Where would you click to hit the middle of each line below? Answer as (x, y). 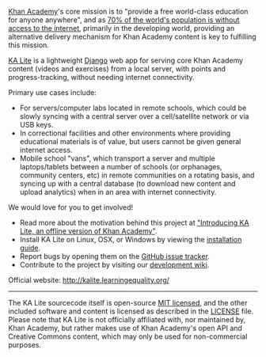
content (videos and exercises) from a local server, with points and (117, 69)
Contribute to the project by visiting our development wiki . (114, 265)
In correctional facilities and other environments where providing (125, 133)
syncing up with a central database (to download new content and (127, 184)
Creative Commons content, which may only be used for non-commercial (128, 336)
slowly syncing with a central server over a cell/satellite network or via (134, 116)
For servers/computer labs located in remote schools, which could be (133, 108)
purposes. (25, 345)
